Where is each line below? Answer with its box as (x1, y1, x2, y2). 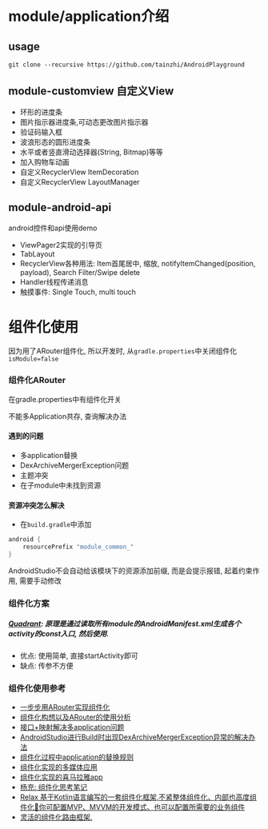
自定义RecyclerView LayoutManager (19, 177, 140, 186)
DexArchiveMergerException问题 (19, 460, 130, 470)
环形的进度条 (19, 107, 62, 117)
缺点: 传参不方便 (19, 660, 74, 670)
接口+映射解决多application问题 (19, 723, 125, 732)
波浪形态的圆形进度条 (19, 137, 90, 146)
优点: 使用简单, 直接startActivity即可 (19, 651, 138, 660)
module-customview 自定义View (8, 85, 174, 98)
